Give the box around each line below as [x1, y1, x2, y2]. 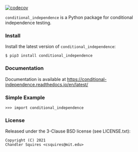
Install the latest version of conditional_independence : [5, 43, 116, 49]
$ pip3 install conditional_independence [5, 53, 93, 58]
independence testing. [5, 20, 51, 25]
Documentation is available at [5, 76, 66, 82]
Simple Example [5, 94, 45, 101]
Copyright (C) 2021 [5, 138, 46, 143]
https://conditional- [66, 76, 107, 82]
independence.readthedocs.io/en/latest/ [5, 81, 88, 87]
